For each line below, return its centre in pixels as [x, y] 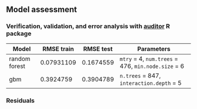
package [19, 33]
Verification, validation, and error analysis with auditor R [88, 26]
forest [17, 66]
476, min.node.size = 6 [152, 66]
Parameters [154, 49]
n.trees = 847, [140, 76]
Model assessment [42, 10]
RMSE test [98, 49]
